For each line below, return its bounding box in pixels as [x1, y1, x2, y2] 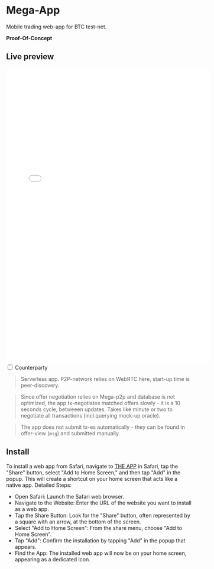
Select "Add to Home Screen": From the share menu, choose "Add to [14, 524, 182, 531]
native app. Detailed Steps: [6, 481, 72, 489]
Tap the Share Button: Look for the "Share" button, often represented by [14, 512, 190, 519]
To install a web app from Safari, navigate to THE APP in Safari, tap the [6, 463, 179, 470]
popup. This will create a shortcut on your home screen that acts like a [6, 475, 178, 482]
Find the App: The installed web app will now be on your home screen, [14, 549, 187, 557]
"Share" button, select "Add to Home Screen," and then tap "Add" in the [6, 468, 181, 476]
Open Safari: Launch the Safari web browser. [14, 493, 124, 500]
